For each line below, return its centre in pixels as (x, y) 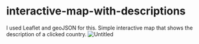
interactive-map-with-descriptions (96, 11)
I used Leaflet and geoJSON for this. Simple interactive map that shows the (99, 28)
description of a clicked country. (46, 34)
